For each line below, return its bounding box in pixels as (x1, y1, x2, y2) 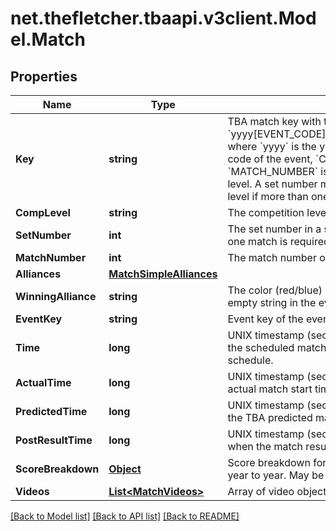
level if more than (227, 190, 309, 203)
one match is (227, 235, 288, 248)
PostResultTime (15, 433, 93, 447)
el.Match (10, 28, 86, 51)
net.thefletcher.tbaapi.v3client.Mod (10, 7, 317, 30)
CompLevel (15, 206, 71, 219)
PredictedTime (15, 405, 88, 418)
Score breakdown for (227, 456, 327, 469)
